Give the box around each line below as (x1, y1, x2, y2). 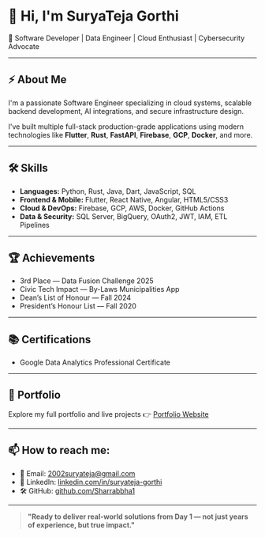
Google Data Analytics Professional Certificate (19, 357, 171, 367)
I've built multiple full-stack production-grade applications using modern (8, 122, 244, 131)
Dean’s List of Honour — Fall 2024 (19, 293, 132, 303)
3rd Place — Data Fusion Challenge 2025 (19, 276, 154, 286)
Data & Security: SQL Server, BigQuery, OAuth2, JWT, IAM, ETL (19, 211, 228, 221)
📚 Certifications (8, 332, 91, 346)
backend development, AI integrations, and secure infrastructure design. (8, 106, 244, 115)
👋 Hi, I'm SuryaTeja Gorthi (8, 7, 179, 25)
